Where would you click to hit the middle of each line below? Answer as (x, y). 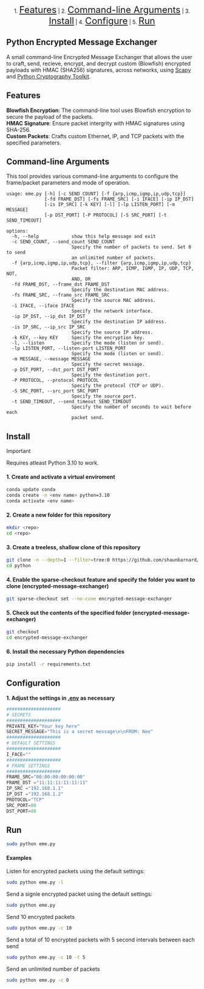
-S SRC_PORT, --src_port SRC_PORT (55, 391)
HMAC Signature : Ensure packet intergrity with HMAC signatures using (96, 123)
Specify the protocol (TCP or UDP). (118, 386)
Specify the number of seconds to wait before (131, 407)
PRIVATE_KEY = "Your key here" (43, 726)
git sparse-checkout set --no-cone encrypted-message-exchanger (89, 599)
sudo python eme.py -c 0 (38, 980)
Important (19, 451)
